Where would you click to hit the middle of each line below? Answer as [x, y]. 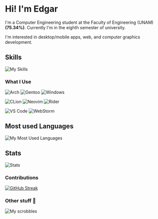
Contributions [22, 177]
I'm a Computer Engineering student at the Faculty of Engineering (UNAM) [79, 22]
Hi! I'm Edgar [32, 9]
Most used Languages [39, 126]
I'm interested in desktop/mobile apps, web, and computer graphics [73, 37]
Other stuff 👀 [21, 201]
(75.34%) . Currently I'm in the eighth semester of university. [65, 27]
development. [19, 42]
